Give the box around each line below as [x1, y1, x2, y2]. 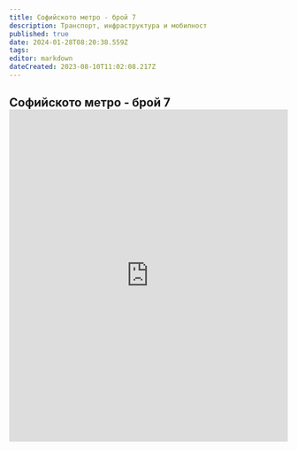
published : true [9, 29, 69, 38]
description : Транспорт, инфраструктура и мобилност [9, 21, 208, 30]
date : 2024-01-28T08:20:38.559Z [9, 37, 128, 47]
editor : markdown [9, 54, 73, 63]
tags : [9, 46, 29, 55]
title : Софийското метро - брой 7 [9, 12, 137, 22]
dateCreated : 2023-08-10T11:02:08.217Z [9, 63, 156, 72]
